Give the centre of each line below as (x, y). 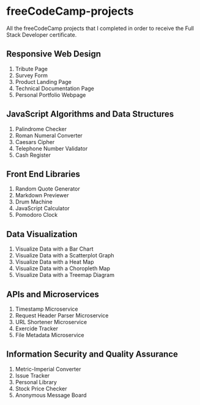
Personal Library (36, 382)
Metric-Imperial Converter (48, 369)
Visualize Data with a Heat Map (54, 262)
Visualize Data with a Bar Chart (54, 249)
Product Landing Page (43, 81)
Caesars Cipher (35, 142)
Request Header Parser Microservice (62, 316)
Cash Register (33, 155)
